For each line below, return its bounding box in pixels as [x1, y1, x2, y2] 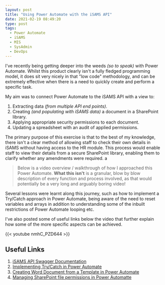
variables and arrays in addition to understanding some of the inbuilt [5, 201, 145, 207]
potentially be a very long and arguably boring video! [17, 180, 126, 187]
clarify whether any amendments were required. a [5, 155, 108, 161]
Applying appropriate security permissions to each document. [12, 119, 140, 125]
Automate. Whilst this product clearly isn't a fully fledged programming [5, 68, 151, 74]
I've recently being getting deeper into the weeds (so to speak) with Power [5, 63, 159, 69]
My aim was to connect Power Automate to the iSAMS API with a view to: [5, 93, 155, 100]
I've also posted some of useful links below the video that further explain [5, 216, 154, 222]
